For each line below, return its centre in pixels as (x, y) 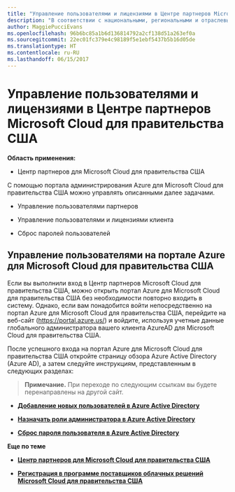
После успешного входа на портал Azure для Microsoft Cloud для (105, 349)
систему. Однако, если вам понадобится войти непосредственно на (109, 305)
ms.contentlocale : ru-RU (43, 53)
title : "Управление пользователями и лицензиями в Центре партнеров (109, 14)
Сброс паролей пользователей (64, 233)
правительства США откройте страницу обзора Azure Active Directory (112, 356)
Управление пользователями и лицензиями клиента (95, 219)
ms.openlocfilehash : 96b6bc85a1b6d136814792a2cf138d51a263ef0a (101, 33)
